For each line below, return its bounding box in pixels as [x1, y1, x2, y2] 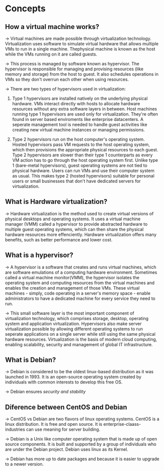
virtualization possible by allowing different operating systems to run [5, 325, 143, 332]
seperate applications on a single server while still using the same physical [5, 331, 156, 337]
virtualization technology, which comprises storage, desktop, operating [5, 315, 149, 321]
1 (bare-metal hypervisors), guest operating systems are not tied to [12, 163, 148, 168]
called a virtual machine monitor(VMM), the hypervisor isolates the [5, 274, 140, 280]
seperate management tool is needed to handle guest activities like [12, 121, 148, 127]
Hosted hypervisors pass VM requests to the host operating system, [12, 142, 150, 147]
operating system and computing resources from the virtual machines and [5, 280, 155, 286]
